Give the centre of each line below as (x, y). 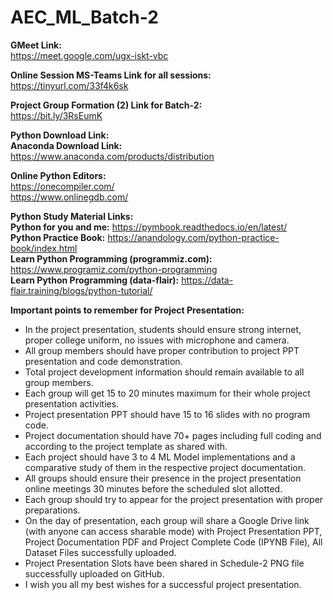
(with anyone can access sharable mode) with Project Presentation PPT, (173, 531)
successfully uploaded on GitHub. (94, 573)
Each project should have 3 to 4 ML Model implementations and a (160, 457)
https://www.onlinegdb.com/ (69, 197)
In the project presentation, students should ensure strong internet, (163, 329)
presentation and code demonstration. (103, 361)
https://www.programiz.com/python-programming (114, 269)
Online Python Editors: (58, 175)
